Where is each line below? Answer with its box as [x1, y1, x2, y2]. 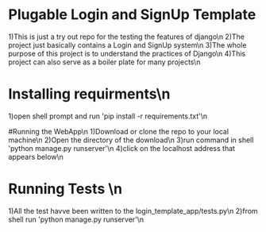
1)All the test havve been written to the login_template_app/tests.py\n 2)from [8, 206, 258, 215]
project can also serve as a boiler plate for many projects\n [8, 57, 201, 67]
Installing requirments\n [8, 85, 171, 103]
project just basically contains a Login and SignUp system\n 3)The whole [8, 40, 247, 49]
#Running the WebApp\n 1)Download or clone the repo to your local [8, 126, 229, 136]
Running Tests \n [8, 180, 123, 198]
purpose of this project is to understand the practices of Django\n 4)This [8, 48, 246, 58]
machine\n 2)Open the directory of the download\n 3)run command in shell [8, 135, 254, 145]
